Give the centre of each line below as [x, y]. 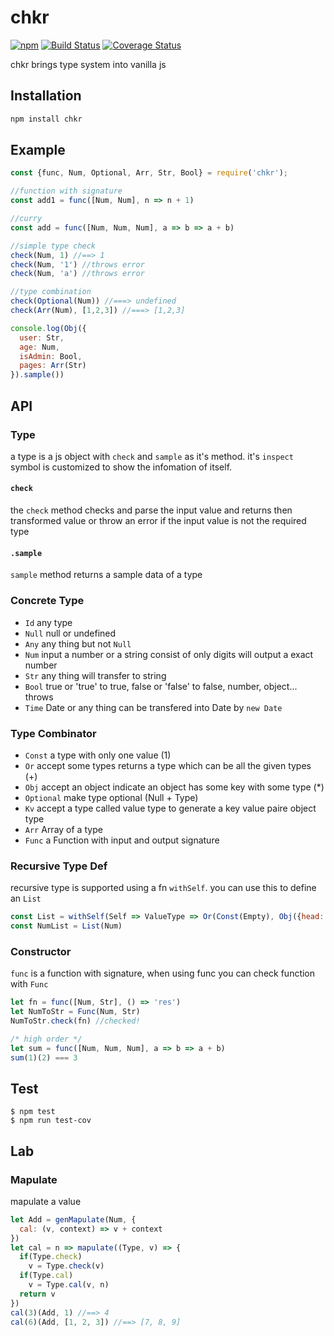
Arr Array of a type [63, 829]
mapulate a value [46, 1201]
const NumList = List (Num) [66, 926]
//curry [26, 219]
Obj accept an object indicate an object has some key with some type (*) [174, 787]
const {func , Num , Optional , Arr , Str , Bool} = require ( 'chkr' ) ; [149, 173]
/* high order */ [46, 1039]
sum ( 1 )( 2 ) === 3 [44, 1057]
